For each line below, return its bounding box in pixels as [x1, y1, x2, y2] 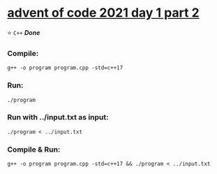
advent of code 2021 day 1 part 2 [7, 5, 200, 21]
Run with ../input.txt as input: [7, 113, 109, 122]
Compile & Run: [7, 145, 61, 154]
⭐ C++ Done [7, 28, 40, 36]
